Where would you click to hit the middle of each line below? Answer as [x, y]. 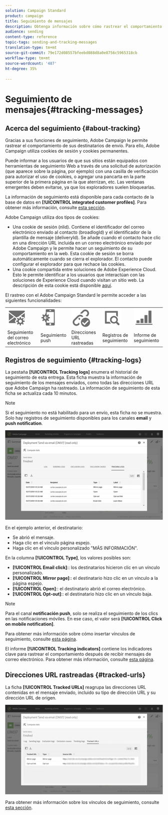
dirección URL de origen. [31, 697]
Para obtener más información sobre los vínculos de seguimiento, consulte [82, 802]
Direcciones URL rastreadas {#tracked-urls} [75, 675]
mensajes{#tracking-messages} [74, 110]
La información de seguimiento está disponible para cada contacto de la [79, 197]
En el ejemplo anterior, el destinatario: [44, 527]
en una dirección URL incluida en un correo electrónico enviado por [82, 243]
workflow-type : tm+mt [28, 58]
